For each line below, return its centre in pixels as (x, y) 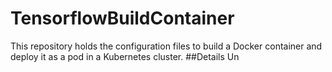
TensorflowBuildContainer (122, 18)
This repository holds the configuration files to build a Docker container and (166, 46)
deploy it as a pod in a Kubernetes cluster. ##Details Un (125, 56)
